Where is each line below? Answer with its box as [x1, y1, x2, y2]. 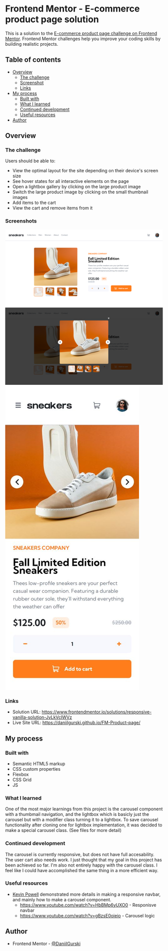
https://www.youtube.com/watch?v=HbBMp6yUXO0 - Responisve [19, 902, 156, 908]
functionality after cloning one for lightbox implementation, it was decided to [5, 822, 162, 828]
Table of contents [5, 56, 61, 64]
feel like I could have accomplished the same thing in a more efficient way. [5, 867, 158, 873]
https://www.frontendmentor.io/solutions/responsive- [41, 709, 152, 715]
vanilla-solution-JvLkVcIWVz [12, 714, 72, 720]
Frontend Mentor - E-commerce [5, 3, 140, 15]
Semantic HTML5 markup [12, 761, 65, 767]
